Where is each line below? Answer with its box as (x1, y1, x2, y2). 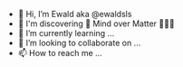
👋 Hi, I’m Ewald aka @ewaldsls (17, 9, 132, 19)
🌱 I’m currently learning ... (17, 28, 115, 38)
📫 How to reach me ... (17, 48, 102, 58)
